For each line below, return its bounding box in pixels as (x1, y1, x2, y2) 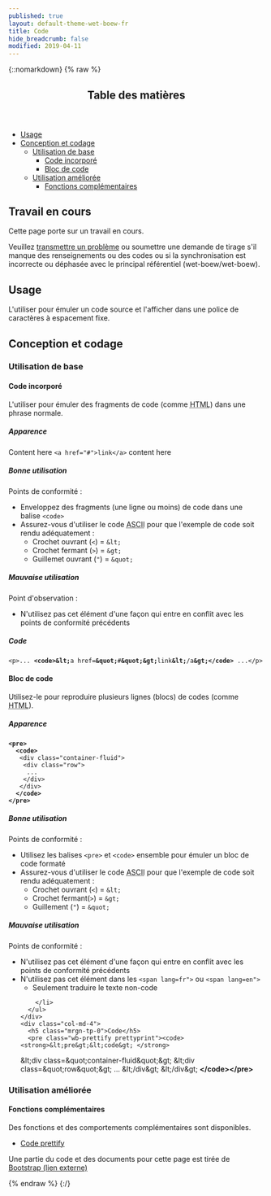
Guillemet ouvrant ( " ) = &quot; (32, 554, 134, 564)
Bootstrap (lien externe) (8, 1163, 88, 1172)
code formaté (19, 858, 67, 868)
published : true (8, 11, 63, 20)
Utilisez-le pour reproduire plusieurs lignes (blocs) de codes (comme (8, 692, 239, 701)
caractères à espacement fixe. (8, 313, 110, 323)
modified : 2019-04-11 (8, 42, 82, 50)
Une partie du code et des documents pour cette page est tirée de (8, 1154, 230, 1163)
